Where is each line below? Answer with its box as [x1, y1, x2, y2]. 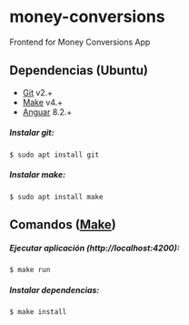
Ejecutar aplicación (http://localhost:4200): [9, 242, 180, 253]
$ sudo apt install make [9, 192, 104, 201]
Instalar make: [9, 169, 66, 180]
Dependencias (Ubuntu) [9, 63, 148, 78]
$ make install [9, 308, 67, 317]
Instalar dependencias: [9, 284, 100, 295]
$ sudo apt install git [9, 150, 100, 159]
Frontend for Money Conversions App [9, 36, 151, 47]
